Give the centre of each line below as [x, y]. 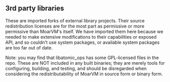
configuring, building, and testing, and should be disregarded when [76, 68]
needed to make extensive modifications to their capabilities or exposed [81, 37]
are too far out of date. [29, 47]
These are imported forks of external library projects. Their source [75, 20]
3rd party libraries [35, 8]
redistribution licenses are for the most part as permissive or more [75, 26]
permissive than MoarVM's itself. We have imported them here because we [84, 31]
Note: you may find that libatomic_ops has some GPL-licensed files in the [82, 58]
